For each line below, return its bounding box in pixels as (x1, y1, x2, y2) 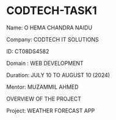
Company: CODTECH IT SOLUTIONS (6, 36, 99, 43)
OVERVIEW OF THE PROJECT (6, 95, 81, 102)
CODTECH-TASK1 (6, 4, 98, 18)
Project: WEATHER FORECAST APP (6, 107, 95, 114)
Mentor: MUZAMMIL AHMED (6, 83, 79, 91)
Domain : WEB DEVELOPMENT (6, 59, 84, 67)
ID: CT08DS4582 (6, 47, 49, 55)
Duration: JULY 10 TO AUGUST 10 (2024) (6, 71, 111, 78)
